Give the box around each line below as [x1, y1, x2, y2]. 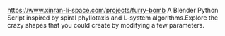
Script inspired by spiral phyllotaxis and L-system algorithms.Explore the [7, 13, 219, 22]
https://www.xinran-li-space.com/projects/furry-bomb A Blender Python [7, 6, 219, 14]
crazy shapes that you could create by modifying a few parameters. [7, 21, 205, 29]
